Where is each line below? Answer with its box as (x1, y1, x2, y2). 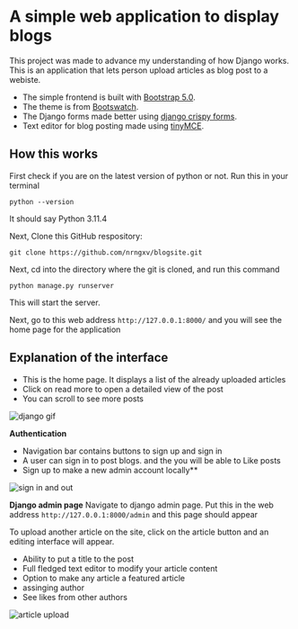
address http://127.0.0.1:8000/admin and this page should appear (9, 508, 259, 519)
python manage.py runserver (9, 281, 115, 290)
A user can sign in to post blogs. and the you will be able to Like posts (22, 454, 281, 465)
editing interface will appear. (9, 535, 115, 546)
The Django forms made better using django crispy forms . (22, 111, 238, 121)
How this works (9, 147, 99, 162)
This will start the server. (9, 297, 101, 308)
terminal (9, 180, 40, 191)
